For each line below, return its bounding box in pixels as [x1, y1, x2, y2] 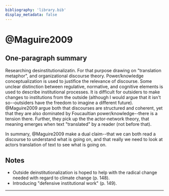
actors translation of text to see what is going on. [5, 141, 107, 148]
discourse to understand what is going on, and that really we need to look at [5, 136, 163, 142]
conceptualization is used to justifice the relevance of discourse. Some [5, 78, 152, 84]
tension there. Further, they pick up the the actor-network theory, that [5, 116, 149, 122]
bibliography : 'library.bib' [5, 7, 66, 13]
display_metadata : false [5, 12, 57, 17]
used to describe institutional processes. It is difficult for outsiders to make [5, 89, 160, 95]
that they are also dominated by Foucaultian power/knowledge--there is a [5, 110, 157, 116]
